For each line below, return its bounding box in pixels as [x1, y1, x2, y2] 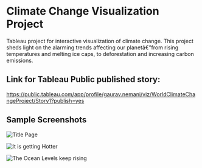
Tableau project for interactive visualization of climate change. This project [6, 37, 193, 44]
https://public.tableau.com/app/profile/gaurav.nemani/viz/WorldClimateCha [6, 90, 196, 98]
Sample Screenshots [6, 114, 87, 125]
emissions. [6, 57, 33, 64]
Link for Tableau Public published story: [6, 74, 161, 85]
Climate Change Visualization [6, 4, 159, 18]
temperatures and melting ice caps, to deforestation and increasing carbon [6, 50, 195, 57]
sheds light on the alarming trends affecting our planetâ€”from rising [6, 44, 179, 51]
